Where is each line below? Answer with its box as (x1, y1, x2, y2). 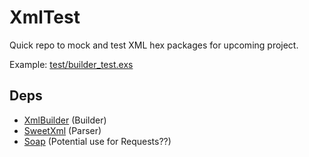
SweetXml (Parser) (23, 124, 102, 136)
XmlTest (9, 6, 81, 29)
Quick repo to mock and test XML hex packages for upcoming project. (9, 39, 299, 51)
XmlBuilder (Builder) (23, 114, 107, 126)
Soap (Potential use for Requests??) (23, 135, 172, 147)
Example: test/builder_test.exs (9, 58, 134, 70)
